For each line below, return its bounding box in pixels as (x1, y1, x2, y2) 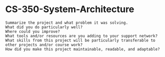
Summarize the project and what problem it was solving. (5, 20, 128, 25)
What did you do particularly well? (5, 24, 83, 30)
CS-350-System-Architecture (5, 4, 135, 15)
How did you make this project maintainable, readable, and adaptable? (5, 46, 160, 51)
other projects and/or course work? (5, 42, 83, 47)
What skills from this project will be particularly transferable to (5, 38, 156, 43)
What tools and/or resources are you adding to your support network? (5, 33, 158, 38)
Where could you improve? (5, 29, 60, 34)
